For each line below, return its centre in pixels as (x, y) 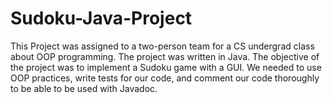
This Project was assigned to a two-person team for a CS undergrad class (162, 46)
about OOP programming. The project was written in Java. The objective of (165, 56)
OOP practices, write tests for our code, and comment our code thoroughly (165, 78)
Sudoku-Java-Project (101, 18)
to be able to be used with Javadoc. (84, 88)
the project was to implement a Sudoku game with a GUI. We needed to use (166, 67)
